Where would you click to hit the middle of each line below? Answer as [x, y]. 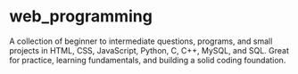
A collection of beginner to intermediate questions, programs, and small [141, 41]
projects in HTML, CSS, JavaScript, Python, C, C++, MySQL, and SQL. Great [149, 50]
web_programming [81, 16]
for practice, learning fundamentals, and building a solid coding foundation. [148, 60]
